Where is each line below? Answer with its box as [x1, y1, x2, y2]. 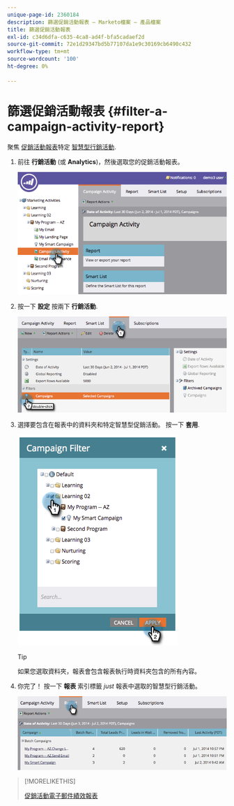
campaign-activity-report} [7, 119, 165, 134]
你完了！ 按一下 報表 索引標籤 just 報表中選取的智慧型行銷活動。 [17, 682, 202, 690]
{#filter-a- [107, 103, 169, 119]
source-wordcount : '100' [7, 56, 79, 63]
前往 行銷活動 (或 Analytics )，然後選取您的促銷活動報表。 [17, 157, 184, 166]
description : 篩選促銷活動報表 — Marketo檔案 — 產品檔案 [7, 18, 162, 26]
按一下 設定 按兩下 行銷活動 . [17, 302, 98, 310]
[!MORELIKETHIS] [24, 777, 76, 786]
